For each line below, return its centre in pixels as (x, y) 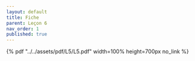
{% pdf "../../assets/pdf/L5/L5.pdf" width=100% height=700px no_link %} (97, 51)
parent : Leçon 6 (27, 23)
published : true (27, 34)
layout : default (27, 12)
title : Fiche (23, 18)
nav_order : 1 (23, 29)
